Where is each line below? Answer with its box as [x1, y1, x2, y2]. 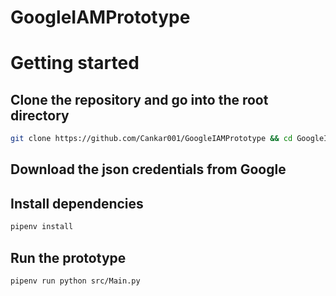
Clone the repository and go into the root [10, 91, 269, 108]
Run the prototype [10, 249, 127, 266]
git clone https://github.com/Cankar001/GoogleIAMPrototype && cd [10, 134, 293, 144]
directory [10, 107, 70, 124]
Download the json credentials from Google [10, 161, 287, 178]
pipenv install [10, 222, 74, 232]
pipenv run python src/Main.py [10, 276, 141, 286]
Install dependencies [10, 195, 144, 212]
